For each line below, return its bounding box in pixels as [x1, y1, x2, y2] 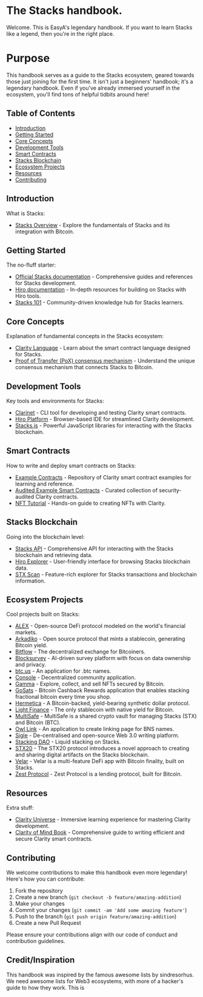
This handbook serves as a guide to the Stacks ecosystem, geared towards [6, 71, 195, 79]
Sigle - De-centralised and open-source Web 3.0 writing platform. [15, 732, 180, 739]
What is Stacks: [6, 210, 45, 217]
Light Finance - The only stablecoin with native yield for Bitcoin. [15, 706, 175, 713]
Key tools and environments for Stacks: [6, 397, 104, 404]
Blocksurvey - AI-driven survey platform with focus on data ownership [15, 655, 191, 662]
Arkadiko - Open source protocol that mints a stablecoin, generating [15, 635, 185, 642]
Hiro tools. [15, 292, 41, 300]
